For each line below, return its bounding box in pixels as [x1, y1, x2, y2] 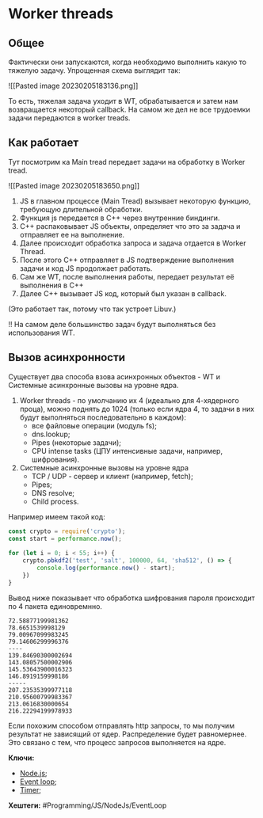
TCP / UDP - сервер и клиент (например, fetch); [31, 471, 194, 481]
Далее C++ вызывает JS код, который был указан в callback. [19, 288, 227, 298]
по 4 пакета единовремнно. [8, 601, 103, 611]
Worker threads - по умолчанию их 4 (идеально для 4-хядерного [19, 395, 239, 405]
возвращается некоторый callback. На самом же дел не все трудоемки [8, 105, 251, 114]
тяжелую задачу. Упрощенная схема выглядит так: [8, 66, 181, 75]
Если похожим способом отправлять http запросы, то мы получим [8, 721, 235, 730]
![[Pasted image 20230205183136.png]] [8, 81, 139, 90]
